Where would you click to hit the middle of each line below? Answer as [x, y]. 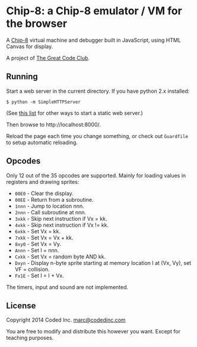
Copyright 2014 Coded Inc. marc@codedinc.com [66, 320]
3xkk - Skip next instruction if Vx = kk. [61, 218]
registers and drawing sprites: [43, 182]
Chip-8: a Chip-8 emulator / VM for [94, 11]
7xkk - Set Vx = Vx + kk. [44, 237]
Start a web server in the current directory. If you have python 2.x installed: [98, 91]
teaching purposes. [30, 338]
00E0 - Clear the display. [44, 193]
